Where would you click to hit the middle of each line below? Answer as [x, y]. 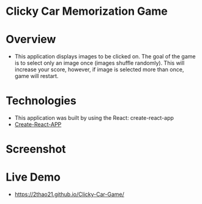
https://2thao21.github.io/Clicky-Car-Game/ [69, 194]
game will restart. [36, 76]
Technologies [41, 101]
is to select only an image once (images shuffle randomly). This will [99, 63]
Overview [31, 40]
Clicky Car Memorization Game [87, 11]
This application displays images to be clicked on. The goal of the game [105, 57]
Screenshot [36, 149]
